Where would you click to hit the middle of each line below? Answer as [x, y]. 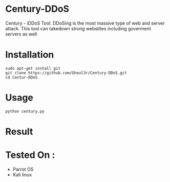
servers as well [21, 34]
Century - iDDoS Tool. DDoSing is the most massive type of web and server [85, 23]
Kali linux [22, 174]
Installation [30, 55]
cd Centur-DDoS [22, 77]
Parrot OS [23, 169]
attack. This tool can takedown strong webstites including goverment [78, 28]
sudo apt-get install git [33, 68]
